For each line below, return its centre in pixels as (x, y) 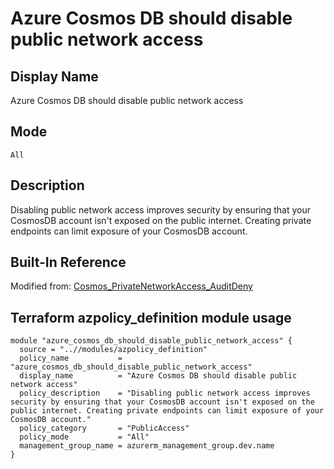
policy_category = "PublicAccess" (104, 428)
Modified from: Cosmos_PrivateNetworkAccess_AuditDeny (131, 286)
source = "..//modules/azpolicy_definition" (113, 350)
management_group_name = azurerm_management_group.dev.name (147, 446)
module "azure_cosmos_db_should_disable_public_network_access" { (151, 341)
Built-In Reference (68, 262)
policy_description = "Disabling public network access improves (165, 393)
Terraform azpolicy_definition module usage (151, 317)
